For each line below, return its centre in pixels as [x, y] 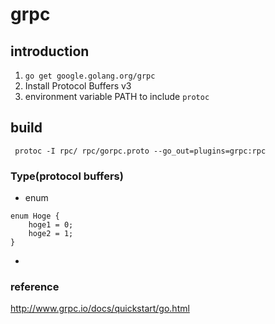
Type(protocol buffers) [67, 176]
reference [35, 287]
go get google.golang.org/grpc [90, 76]
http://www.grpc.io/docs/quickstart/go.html [100, 309]
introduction [50, 51]
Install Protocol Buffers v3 [78, 86]
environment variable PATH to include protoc [117, 96]
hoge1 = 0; [51, 225]
